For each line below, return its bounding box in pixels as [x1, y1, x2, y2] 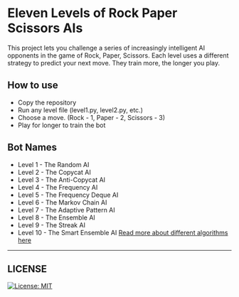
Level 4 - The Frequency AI [17, 183, 98, 191]
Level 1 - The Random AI [17, 160, 90, 168]
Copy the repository [17, 98, 77, 107]
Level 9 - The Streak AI [17, 220, 85, 229]
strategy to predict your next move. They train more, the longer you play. [7, 58, 221, 67]
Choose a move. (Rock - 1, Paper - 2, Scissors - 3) [17, 113, 166, 121]
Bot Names [7, 141, 58, 153]
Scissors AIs [7, 20, 83, 36]
